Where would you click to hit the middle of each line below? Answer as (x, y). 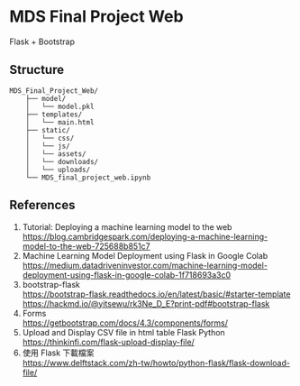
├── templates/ (54, 115)
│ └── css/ (50, 138)
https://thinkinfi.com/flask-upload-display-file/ (109, 342)
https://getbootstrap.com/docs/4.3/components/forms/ (125, 323)
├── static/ (48, 130)
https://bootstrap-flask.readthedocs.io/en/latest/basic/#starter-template (156, 294)
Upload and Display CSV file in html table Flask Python (123, 332)
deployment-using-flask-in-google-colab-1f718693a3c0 (127, 275)
